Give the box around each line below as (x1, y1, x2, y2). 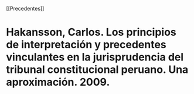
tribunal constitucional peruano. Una (6, 63, 189, 76)
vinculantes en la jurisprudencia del (6, 51, 184, 64)
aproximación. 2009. (6, 76, 110, 89)
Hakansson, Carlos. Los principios (6, 26, 177, 39)
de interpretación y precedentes (6, 38, 167, 52)
